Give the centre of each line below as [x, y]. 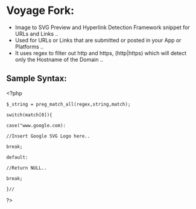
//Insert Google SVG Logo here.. [48, 136]
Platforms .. [29, 47]
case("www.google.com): [36, 125]
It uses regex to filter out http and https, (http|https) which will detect [101, 53]
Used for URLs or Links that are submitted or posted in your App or [98, 40]
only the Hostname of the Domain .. [59, 59]
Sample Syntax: [37, 78]
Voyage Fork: [40, 11]
